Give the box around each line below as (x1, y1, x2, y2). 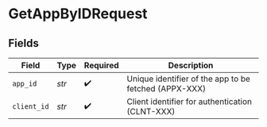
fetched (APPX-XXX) (126, 83, 207, 94)
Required (83, 60, 119, 71)
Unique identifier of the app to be (126, 73, 250, 84)
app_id (12, 79, 37, 88)
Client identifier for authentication (126, 96, 253, 107)
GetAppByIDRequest (8, 5, 149, 23)
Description (168, 60, 214, 71)
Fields (8, 37, 40, 50)
